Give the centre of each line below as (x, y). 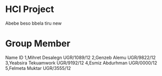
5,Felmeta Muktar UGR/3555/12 (38, 68)
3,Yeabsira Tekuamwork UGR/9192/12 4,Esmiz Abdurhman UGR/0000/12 (81, 63)
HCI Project (30, 9)
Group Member (38, 44)
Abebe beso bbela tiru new (34, 23)
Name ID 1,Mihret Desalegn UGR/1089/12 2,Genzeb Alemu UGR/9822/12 (80, 57)
